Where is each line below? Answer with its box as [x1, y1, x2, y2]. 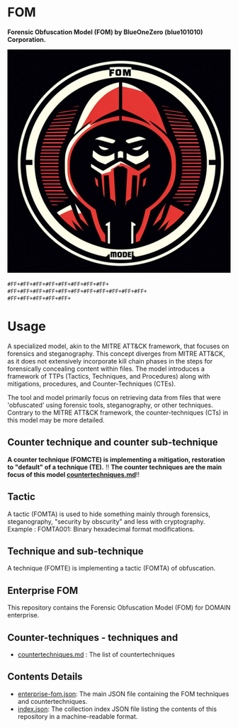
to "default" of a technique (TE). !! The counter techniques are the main [7, 462, 222, 471]
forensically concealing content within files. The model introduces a [7, 364, 205, 373]
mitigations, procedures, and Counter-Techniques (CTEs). [7, 379, 176, 388]
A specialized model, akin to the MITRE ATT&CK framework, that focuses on [7, 342, 229, 350]
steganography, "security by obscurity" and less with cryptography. [7, 517, 205, 525]
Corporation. [7, 35, 46, 43]
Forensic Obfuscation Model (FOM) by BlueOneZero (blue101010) [7, 28, 203, 36]
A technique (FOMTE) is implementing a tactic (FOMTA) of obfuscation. [7, 564, 216, 573]
